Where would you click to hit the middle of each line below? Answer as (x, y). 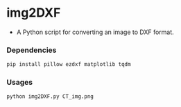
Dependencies (32, 50)
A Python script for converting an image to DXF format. (95, 32)
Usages (19, 83)
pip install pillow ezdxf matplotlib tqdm (69, 65)
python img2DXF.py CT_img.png (50, 97)
